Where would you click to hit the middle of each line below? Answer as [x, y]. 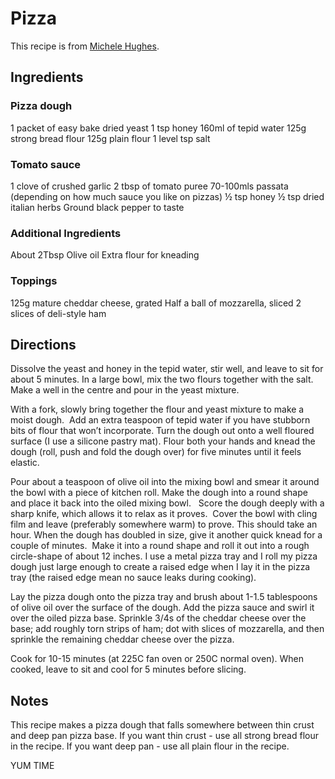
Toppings [34, 281]
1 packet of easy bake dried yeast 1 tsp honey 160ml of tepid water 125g [158, 128]
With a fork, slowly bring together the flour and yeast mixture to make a [157, 409]
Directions [43, 344]
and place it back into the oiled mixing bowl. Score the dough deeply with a [167, 503]
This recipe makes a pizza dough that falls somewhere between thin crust [162, 725]
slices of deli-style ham [58, 313]
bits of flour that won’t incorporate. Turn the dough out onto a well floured [162, 431]
